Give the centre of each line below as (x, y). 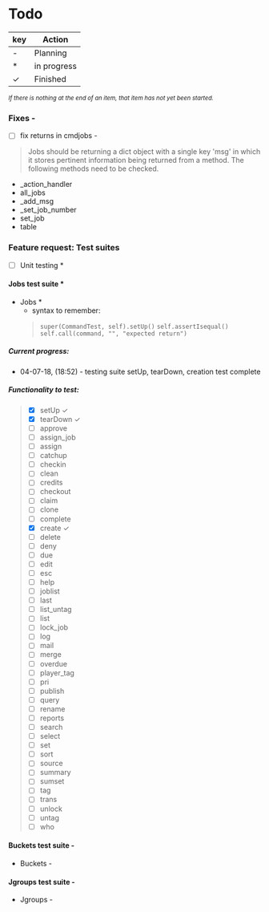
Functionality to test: (44, 390)
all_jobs (32, 193)
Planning (50, 53)
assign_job (58, 437)
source (51, 764)
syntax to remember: (66, 310)
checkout (55, 492)
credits (51, 483)
